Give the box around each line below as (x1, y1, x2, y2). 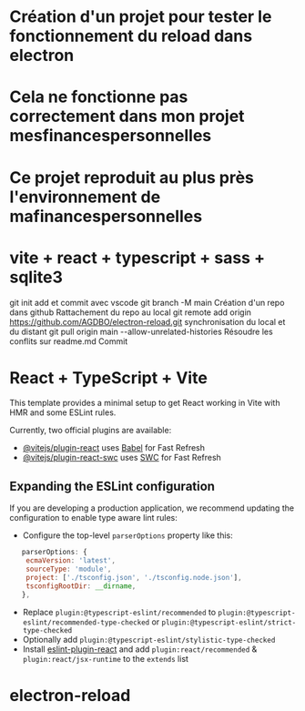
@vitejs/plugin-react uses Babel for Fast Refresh (22, 442, 206, 453)
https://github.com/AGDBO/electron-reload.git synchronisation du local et (9, 316, 286, 327)
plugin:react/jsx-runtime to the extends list (22, 653, 189, 664)
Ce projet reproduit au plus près (9, 167, 255, 188)
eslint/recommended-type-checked (22, 617, 150, 627)
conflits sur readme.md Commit (9, 335, 128, 347)
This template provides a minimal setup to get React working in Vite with (9, 398, 280, 409)
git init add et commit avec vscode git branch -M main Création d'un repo (9, 297, 285, 308)
